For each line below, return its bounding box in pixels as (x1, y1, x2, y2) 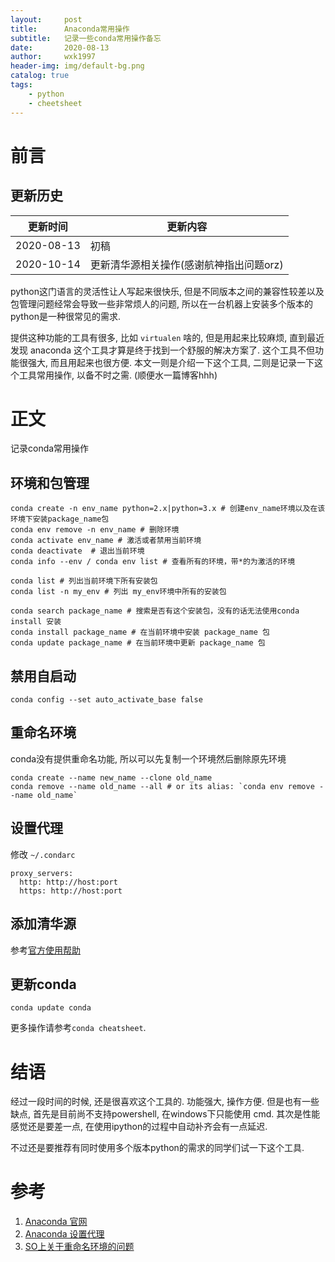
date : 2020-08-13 (10, 42, 110, 53)
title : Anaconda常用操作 (10, 24, 130, 34)
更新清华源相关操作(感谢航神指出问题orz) (89, 257, 284, 271)
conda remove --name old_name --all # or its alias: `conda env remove (10, 781, 315, 791)
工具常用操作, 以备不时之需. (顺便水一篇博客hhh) (18, 369, 218, 381)
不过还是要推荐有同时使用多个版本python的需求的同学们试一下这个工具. (10, 1142, 305, 1154)
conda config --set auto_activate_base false (10, 695, 203, 705)
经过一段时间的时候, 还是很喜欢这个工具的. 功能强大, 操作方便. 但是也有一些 (10, 1096, 320, 1108)
